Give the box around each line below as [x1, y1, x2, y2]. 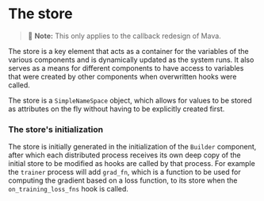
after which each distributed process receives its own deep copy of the [8, 150, 241, 160]
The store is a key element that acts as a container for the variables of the [8, 46, 249, 56]
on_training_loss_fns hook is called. [8, 184, 129, 194]
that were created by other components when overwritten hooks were [8, 72, 237, 81]
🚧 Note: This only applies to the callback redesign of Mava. [27, 31, 222, 41]
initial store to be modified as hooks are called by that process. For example [8, 159, 255, 168]
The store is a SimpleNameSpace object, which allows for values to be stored [8, 95, 252, 105]
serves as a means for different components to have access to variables [8, 63, 244, 72]
